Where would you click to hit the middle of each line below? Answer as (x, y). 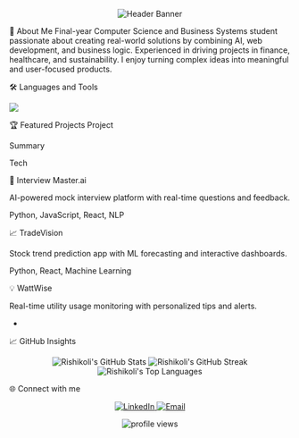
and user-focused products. (61, 69)
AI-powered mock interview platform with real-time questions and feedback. (150, 198)
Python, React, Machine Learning (71, 271)
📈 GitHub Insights (43, 341)
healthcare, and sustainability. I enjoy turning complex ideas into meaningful (149, 59)
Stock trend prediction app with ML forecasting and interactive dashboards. (148, 253)
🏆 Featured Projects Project (62, 125)
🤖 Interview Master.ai (48, 180)
